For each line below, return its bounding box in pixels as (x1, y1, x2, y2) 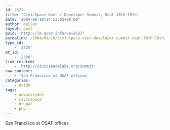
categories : (5, 78, 30, 83)
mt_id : (5, 50, 19, 55)
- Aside (14, 82, 30, 88)
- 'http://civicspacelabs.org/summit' (14, 64, 96, 69)
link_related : (5, 59, 35, 64)
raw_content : (5, 69, 33, 74)
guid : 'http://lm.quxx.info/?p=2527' (5, 31, 85, 36)
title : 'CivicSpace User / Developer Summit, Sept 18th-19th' (5, 12, 139, 17)
